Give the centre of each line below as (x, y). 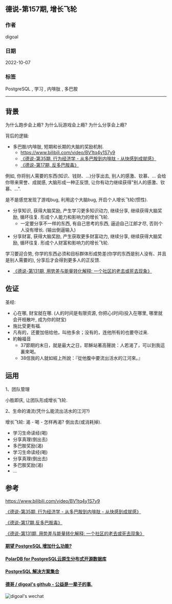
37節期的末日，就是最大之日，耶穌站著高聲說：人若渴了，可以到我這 (93, 345)
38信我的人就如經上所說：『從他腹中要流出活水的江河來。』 (81, 358)
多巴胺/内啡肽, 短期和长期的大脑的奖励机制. (58, 147)
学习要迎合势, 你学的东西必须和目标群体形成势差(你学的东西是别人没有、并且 (86, 254)
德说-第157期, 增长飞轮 (41, 9)
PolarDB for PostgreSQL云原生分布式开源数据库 (56, 559)
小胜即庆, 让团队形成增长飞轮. (37, 400)
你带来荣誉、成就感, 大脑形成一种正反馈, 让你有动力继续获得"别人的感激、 (83, 182)
